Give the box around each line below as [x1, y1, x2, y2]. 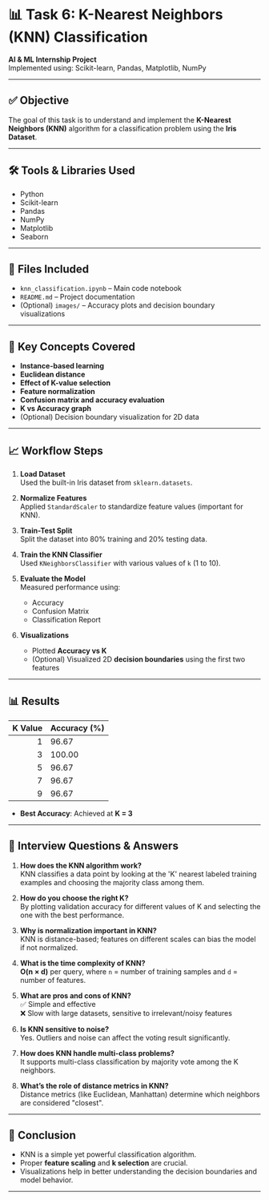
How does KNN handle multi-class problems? [19, 1048, 175, 1057]
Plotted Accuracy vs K [31, 646, 107, 655]
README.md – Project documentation [19, 292, 135, 302]
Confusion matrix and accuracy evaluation [19, 395, 166, 405]
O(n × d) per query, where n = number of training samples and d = [19, 966, 239, 977]
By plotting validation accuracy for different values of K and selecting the [19, 901, 261, 911]
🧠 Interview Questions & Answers [8, 840, 179, 853]
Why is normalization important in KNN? [19, 925, 158, 935]
